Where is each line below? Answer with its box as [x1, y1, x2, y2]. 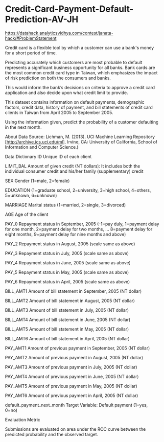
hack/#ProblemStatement [5, 35, 57, 41]
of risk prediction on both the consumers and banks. [5, 75, 111, 81]
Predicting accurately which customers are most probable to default [5, 59, 142, 65]
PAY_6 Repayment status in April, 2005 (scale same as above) [5, 279, 130, 284]
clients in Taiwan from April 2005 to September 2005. [5, 109, 114, 116]
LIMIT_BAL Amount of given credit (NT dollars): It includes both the [5, 163, 141, 169]
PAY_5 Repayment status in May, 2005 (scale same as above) [5, 269, 129, 275]
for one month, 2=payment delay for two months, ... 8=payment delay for [5, 226, 153, 232]
